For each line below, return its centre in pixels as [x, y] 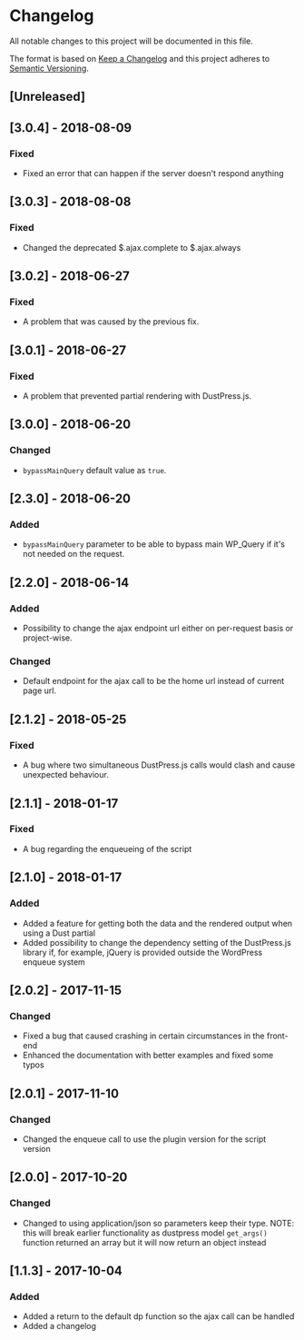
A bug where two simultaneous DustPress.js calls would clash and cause [159, 765]
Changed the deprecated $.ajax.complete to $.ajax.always [132, 247]
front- [277, 1036]
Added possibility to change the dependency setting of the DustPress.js [157, 942]
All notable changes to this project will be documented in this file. [132, 41]
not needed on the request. [74, 554]
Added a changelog [59, 1326]
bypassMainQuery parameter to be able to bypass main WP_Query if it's [154, 544]
